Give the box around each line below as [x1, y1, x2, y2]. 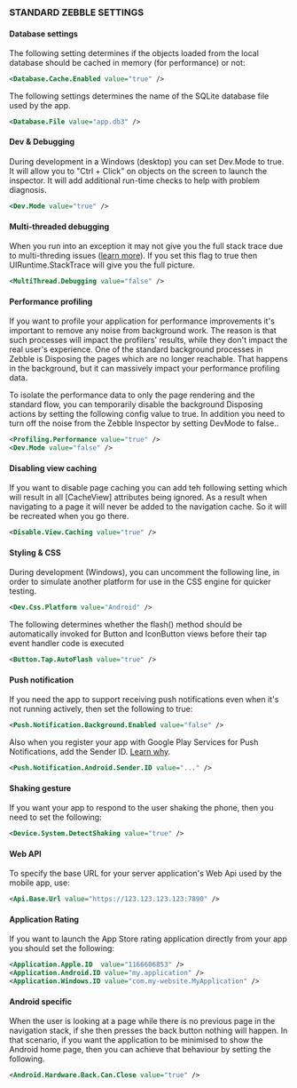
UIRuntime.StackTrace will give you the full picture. [9, 260, 195, 270]
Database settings [9, 28, 78, 39]
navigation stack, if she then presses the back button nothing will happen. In [9, 1025, 288, 1036]
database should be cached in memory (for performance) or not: [9, 58, 246, 68]
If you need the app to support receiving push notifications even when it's [9, 694, 279, 705]
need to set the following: [9, 812, 102, 823]
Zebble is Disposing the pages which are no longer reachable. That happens [9, 354, 288, 364]
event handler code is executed [9, 638, 124, 649]
